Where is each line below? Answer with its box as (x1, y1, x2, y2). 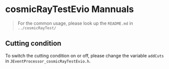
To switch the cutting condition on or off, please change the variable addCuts (5, 52, 164, 58)
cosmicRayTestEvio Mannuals (5, 4, 134, 15)
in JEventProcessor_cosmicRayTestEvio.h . (5, 58, 91, 64)
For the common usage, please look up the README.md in (17, 20, 134, 26)
